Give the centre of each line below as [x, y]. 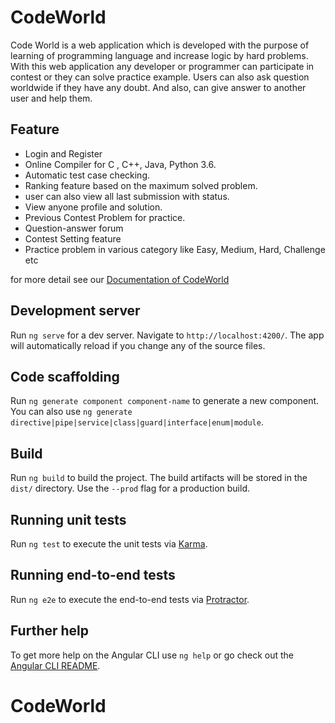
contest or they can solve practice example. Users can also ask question [160, 77]
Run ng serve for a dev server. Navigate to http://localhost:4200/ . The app [167, 335]
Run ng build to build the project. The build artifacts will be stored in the [159, 478]
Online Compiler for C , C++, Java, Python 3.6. [120, 164]
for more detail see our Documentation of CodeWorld [120, 279]
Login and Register [63, 153]
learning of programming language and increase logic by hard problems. [159, 55]
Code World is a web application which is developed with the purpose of [160, 45]
